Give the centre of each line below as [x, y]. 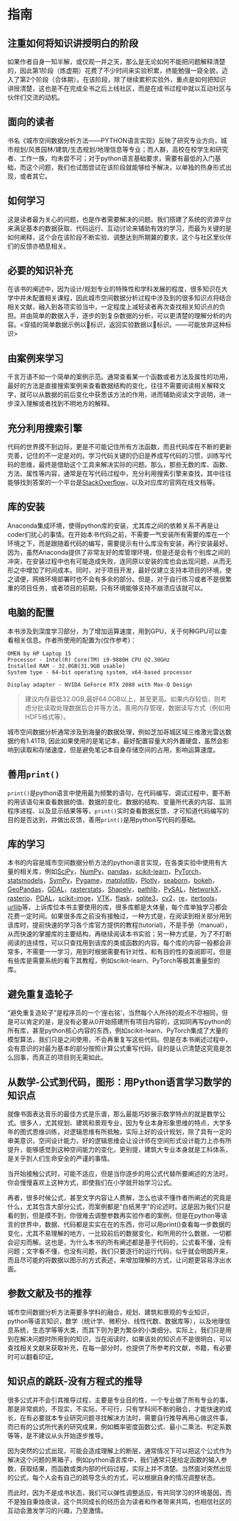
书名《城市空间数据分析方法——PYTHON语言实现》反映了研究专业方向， [114, 140]
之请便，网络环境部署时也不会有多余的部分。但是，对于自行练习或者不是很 [116, 579]
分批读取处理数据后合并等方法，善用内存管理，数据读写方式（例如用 [131, 707]
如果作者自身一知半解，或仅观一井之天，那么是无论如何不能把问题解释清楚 [116, 62]
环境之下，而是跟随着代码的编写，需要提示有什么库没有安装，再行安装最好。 [119, 543]
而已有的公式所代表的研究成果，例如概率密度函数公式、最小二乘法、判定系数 [119, 1426]
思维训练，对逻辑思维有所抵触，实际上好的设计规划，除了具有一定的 [132, 1132]
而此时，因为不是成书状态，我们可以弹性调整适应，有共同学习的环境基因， [116, 1492]
